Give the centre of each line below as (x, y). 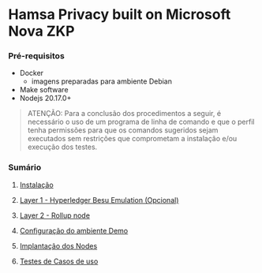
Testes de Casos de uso (59, 261)
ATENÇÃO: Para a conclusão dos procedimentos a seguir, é (124, 114)
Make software (44, 90)
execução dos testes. (62, 147)
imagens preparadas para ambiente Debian (101, 81)
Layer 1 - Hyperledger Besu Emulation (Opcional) (99, 200)
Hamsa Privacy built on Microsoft (120, 15)
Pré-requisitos (36, 56)
